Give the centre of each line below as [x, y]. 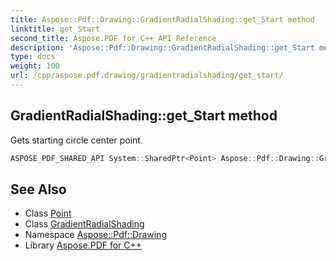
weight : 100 [35, 66]
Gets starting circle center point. [76, 140]
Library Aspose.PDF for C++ [83, 245]
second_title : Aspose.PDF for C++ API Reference [113, 38]
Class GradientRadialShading [84, 224]
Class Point [48, 213]
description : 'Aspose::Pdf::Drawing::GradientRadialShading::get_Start [162, 47]
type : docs [33, 57]
